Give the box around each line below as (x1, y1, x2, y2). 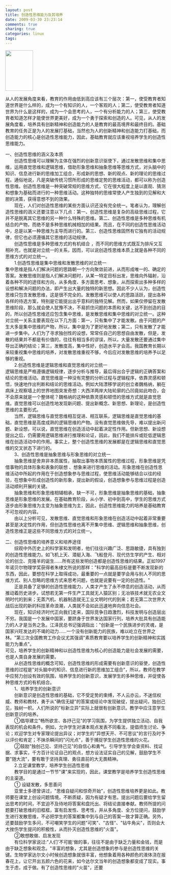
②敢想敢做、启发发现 (14, 832, 61, 838)
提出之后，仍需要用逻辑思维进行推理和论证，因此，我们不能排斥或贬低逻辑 (5, 432, 161, 438)
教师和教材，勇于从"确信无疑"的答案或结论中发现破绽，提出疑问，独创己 (14, 698, 166, 704)
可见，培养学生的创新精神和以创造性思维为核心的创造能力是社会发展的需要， (5, 647, 166, 653)
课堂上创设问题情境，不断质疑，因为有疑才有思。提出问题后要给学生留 (18, 794, 166, 800)
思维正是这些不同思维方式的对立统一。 (14, 528, 95, 534)
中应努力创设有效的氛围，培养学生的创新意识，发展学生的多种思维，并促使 (5, 673, 161, 679)
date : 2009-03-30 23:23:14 (5, 17, 63, 22)
